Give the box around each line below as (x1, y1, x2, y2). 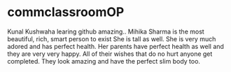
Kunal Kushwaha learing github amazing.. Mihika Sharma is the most (7, 27, 204, 36)
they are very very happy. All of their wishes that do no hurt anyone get (7, 50, 213, 58)
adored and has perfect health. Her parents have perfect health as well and (7, 42, 224, 50)
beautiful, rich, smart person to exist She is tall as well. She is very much (7, 34, 216, 43)
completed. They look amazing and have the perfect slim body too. (7, 57, 201, 65)
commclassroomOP (7, 4, 125, 20)
